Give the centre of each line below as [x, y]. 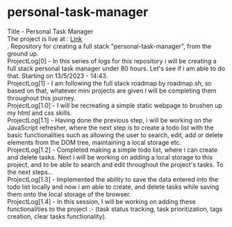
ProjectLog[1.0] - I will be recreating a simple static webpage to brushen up [115, 105]
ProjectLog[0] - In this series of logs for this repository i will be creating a [112, 61]
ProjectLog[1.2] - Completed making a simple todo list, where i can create [113, 150]
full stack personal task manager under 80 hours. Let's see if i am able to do [116, 68]
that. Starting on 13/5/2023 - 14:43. [58, 76]
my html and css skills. [40, 113]
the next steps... [30, 172]
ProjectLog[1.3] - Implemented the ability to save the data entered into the [113, 179]
